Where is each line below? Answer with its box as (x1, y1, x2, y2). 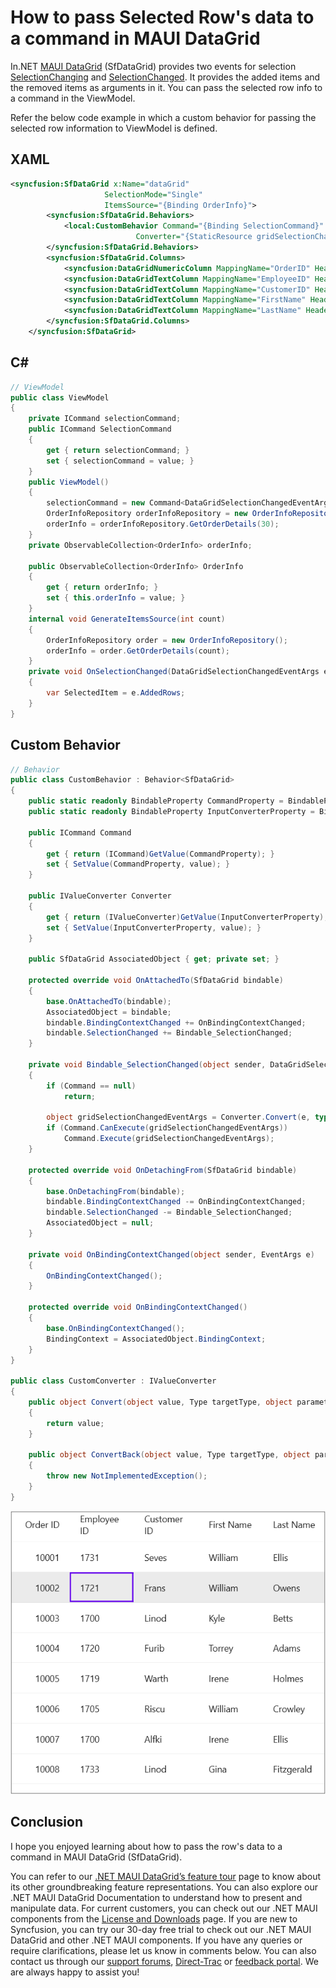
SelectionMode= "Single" (104, 189, 203, 200)
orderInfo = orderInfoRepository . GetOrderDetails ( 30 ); (46, 519, 280, 530)
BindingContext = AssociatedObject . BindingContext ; (46, 1334, 267, 1344)
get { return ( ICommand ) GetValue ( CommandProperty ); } (46, 849, 275, 859)
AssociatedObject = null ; (46, 1218, 155, 1228)
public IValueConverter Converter (28, 891, 172, 901)
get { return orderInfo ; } (46, 582, 159, 593)
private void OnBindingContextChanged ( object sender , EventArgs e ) (28, 1249, 315, 1260)
